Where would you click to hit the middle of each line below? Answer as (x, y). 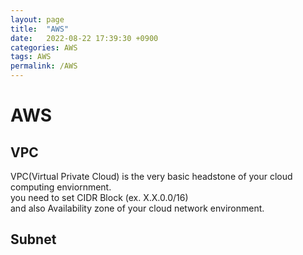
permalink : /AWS (44, 66)
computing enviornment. (61, 187)
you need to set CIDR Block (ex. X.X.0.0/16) (99, 197)
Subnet (33, 239)
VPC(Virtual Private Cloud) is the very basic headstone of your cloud (151, 176)
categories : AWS (44, 47)
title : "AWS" (40, 29)
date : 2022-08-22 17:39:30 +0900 (84, 38)
